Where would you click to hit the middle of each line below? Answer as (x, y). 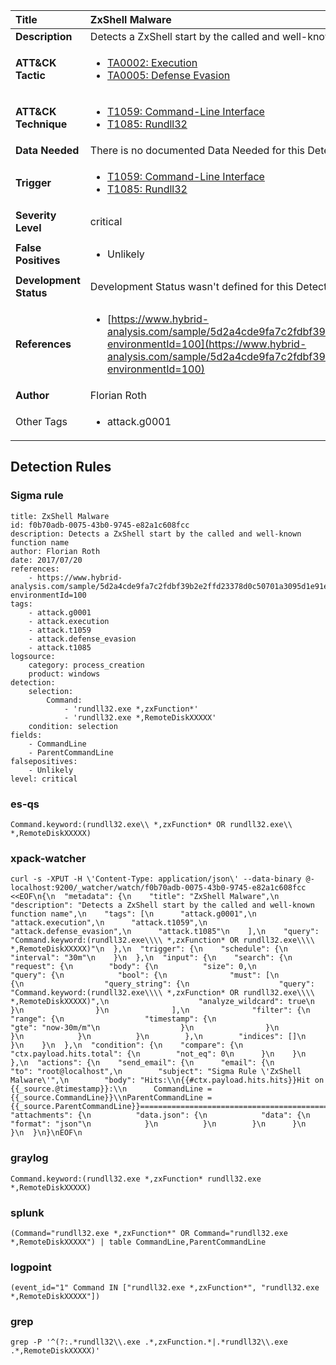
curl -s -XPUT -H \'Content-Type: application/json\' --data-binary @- (162, 879)
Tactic (30, 75)
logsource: (33, 656)
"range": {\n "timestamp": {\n (113, 1019)
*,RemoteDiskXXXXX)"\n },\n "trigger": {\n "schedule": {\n (149, 949)
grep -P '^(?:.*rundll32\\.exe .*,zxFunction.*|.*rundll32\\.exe (149, 1342)
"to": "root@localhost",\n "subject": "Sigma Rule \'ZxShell (156, 1072)
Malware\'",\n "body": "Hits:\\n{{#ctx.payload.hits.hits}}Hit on (167, 1080)
